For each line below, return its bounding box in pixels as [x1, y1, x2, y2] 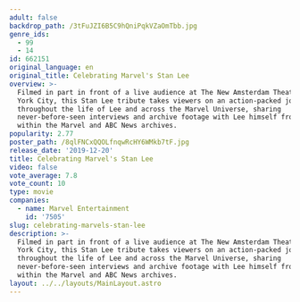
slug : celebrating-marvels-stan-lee [9, 221, 146, 230]
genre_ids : [9, 29, 50, 38]
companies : [9, 196, 50, 206]
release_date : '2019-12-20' [9, 146, 114, 155]
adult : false [9, 13, 58, 22]
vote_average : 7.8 [9, 171, 78, 180]
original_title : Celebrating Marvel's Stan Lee [9, 71, 190, 80]
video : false [9, 163, 58, 172]
